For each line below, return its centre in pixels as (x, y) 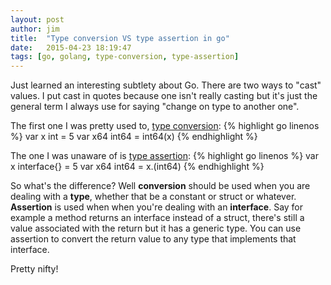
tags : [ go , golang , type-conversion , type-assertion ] (125, 57)
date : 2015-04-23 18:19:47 (71, 47)
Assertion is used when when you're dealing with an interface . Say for (157, 207)
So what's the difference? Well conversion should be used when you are (160, 186)
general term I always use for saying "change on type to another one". (155, 107)
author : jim (35, 29)
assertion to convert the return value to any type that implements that (153, 239)
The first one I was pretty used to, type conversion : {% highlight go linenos (165, 126)
